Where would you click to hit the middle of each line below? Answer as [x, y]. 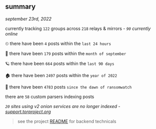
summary [20, 7]
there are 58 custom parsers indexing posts [50, 96]
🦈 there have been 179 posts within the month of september [66, 53]
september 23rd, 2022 [28, 18]
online [11, 33]
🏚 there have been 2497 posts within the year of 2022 [61, 75]
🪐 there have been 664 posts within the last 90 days [60, 63]
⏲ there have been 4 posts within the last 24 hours [58, 43]
